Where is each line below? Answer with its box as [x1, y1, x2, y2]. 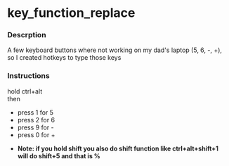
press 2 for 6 [17, 115, 55, 124]
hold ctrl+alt [7, 87, 43, 96]
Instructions [7, 71, 51, 81]
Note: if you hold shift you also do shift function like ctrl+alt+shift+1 [17, 144, 219, 153]
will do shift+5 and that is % [17, 151, 100, 160]
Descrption [7, 30, 47, 40]
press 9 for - [17, 123, 54, 132]
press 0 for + [17, 130, 55, 139]
